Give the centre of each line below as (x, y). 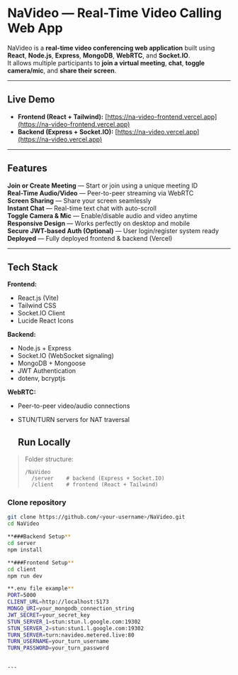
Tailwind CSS (37, 306)
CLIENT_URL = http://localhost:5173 (58, 602)
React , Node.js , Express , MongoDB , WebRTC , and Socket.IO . (99, 55)
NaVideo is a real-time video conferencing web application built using (111, 48)
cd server (22, 544)
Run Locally (44, 442)
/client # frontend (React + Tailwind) (95, 485)
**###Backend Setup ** (39, 537)
